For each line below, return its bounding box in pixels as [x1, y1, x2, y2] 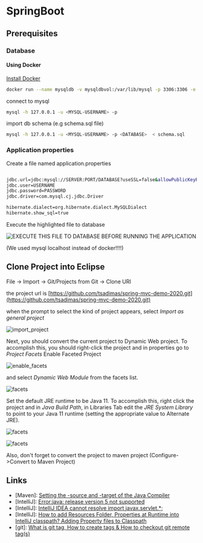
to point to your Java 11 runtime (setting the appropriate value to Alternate [6, 410, 190, 417]
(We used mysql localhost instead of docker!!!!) [6, 244, 124, 251]
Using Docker [6, 62, 41, 69]
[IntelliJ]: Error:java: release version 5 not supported [14, 498, 145, 505]
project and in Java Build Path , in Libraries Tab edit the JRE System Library [6, 403, 193, 411]
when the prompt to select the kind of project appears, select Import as [6, 307, 184, 315]
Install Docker [6, 74, 40, 82]
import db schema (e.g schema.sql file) [6, 120, 104, 127]
